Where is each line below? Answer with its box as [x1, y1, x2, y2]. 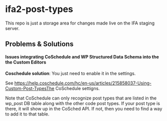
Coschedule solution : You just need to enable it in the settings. [5, 70, 136, 76]
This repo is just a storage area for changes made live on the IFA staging [5, 20, 155, 26]
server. [5, 25, 20, 31]
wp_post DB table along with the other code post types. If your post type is [5, 100, 160, 106]
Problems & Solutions [5, 40, 74, 48]
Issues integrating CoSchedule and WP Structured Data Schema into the [5, 53, 159, 59]
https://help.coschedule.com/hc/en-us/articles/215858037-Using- [14, 80, 152, 86]
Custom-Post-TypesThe [5, 85, 55, 91]
